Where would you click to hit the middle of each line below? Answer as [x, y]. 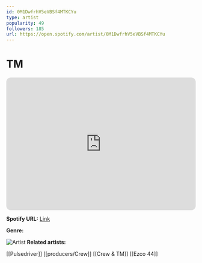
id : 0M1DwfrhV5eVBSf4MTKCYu [41, 12]
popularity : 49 [25, 23]
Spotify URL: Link [28, 219]
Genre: [15, 230]
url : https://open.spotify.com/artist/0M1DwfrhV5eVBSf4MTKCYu [86, 34]
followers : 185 [25, 29]
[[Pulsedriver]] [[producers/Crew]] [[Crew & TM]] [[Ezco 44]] [82, 254]
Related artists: [46, 242]
